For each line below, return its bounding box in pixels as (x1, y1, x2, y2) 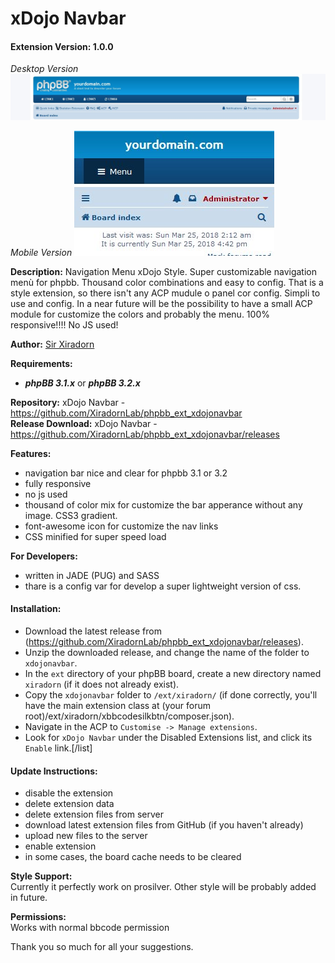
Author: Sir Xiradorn (10, 338, 95, 350)
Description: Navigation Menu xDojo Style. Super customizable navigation (10, 265, 317, 277)
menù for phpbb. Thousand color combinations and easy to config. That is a (10, 276, 324, 288)
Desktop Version (10, 63, 79, 75)
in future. (10, 892, 48, 904)
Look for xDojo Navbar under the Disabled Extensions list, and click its (24, 731, 313, 743)
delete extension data (24, 798, 115, 810)
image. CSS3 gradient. (24, 509, 118, 521)
